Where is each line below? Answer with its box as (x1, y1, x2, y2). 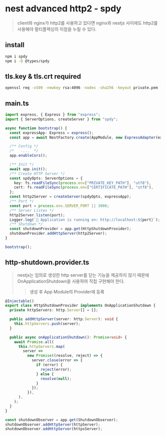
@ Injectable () (5, 298, 35, 303)
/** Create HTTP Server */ (9, 171, 65, 176)
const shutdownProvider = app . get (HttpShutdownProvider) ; (9, 226, 132, 232)
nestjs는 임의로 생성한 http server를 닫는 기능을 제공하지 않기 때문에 (17, 272, 149, 278)
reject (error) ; (40, 367, 72, 372)
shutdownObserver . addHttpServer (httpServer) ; (5, 422, 100, 427)
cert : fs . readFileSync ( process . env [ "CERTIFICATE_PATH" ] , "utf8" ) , (14, 185, 154, 190)
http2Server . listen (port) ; (9, 212, 65, 218)
